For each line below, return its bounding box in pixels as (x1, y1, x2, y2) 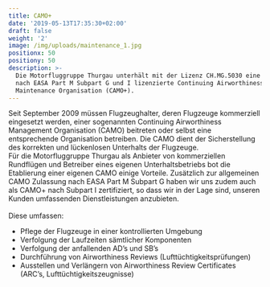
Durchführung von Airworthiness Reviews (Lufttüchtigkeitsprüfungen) (19, 252, 252, 262)
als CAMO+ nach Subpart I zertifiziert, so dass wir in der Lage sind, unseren (8, 186, 260, 195)
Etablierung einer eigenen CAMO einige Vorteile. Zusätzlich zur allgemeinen (8, 168, 260, 178)
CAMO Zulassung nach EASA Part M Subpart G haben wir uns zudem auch (8, 177, 256, 187)
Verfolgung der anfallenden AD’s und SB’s (19, 244, 159, 253)
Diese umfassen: (8, 211, 64, 221)
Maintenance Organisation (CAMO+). (15, 86, 135, 95)
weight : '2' (8, 34, 48, 43)
